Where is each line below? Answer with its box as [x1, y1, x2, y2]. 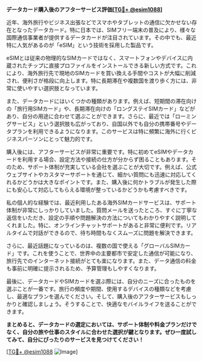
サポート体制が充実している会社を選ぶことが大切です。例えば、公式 [27, 164, 197, 170]
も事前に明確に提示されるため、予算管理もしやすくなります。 [6, 265, 160, 272]
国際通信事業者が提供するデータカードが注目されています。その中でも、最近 [6, 34, 197, 41]
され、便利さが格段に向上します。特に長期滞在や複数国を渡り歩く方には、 [6, 77, 192, 84]
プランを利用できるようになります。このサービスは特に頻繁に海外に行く [11, 128, 192, 135]
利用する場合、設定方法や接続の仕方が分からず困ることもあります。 [22, 156, 192, 163]
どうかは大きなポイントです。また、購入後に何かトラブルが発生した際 [22, 179, 197, 185]
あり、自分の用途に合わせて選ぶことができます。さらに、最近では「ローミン [6, 113, 197, 120]
